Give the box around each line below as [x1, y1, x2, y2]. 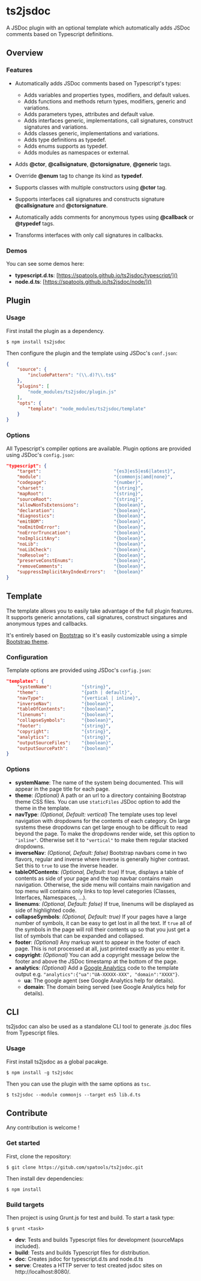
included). [14, 1243, 40, 1250]
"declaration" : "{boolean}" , [17, 507, 146, 513]
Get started [6, 1139, 40, 1148]
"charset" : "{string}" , [17, 485, 144, 491]
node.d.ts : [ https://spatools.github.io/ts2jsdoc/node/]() [14, 278, 152, 285]
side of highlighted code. [14, 906, 77, 914]
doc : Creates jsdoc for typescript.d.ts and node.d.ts [14, 1255, 143, 1263]
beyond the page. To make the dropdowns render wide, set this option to [14, 830, 196, 837]
